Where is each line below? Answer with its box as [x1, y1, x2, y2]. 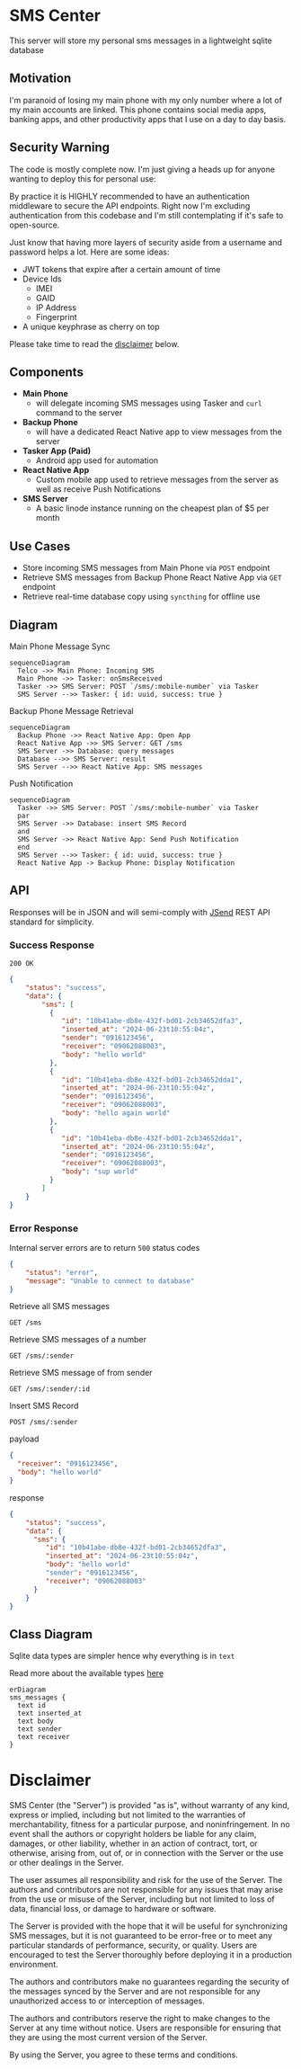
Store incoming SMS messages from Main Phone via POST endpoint [22, 563, 270, 574]
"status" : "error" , [25, 1268, 99, 1277]
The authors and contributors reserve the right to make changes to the [9, 2013, 271, 2024]
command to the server [35, 407, 123, 418]
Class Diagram [9, 1627, 93, 1642]
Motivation [9, 71, 72, 86]
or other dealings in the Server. [9, 1858, 124, 1868]
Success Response [9, 939, 94, 951]
